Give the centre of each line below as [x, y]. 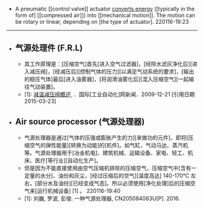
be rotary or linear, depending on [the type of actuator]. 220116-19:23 [102, 22]
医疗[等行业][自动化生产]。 [68, 160]
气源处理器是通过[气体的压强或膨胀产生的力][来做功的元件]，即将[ [106, 137]
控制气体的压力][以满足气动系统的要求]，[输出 [137, 71]
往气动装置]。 [41, 86]
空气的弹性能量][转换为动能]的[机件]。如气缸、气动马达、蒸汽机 [109, 145]
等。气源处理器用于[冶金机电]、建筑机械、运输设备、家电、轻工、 [106, 153]
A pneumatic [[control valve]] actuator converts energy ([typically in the [105, 9]
